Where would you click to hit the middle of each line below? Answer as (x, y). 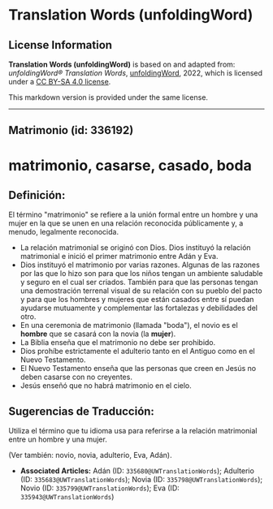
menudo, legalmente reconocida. (64, 232)
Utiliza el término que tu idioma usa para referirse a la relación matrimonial (133, 431)
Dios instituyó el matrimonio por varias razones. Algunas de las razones (140, 265)
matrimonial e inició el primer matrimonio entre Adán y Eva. (119, 257)
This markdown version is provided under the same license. (108, 97)
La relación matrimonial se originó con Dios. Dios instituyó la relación (135, 248)
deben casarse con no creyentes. (76, 377)
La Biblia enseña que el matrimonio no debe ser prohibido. (118, 343)
